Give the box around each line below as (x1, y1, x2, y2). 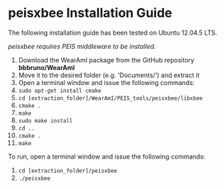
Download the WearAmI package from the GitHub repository (18, 55, 194, 64)
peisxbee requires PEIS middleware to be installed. (8, 42, 157, 50)
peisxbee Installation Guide (8, 5, 172, 21)
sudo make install (18, 117, 73, 125)
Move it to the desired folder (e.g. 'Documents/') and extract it (18, 71, 200, 79)
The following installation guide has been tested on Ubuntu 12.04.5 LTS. (8, 28, 218, 37)
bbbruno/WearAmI (18, 63, 75, 71)
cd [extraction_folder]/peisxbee (18, 167, 118, 174)
